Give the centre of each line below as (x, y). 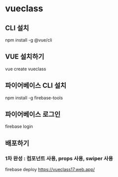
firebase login (19, 126)
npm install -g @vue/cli (29, 40)
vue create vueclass (26, 69)
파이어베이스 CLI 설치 (36, 86)
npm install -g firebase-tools (34, 98)
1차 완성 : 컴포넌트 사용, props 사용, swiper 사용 (59, 158)
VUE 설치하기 (25, 57)
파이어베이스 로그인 (33, 114)
